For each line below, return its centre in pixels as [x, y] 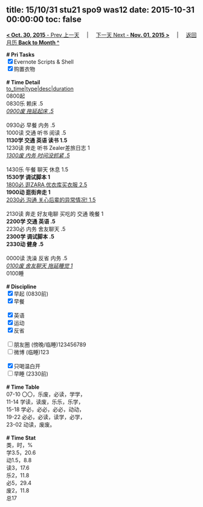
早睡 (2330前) [31, 374]
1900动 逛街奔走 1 [28, 192]
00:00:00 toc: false [44, 20]
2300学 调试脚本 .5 [30, 237]
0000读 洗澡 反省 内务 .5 [37, 258]
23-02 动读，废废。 [31, 425]
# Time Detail [23, 82]
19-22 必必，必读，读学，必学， [46, 417]
